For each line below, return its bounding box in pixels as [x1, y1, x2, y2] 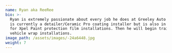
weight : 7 [5, 40, 27, 45]
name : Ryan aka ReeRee [5, 7, 54, 13]
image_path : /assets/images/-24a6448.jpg [5, 36, 95, 41]
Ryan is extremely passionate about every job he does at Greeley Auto [10, 17, 166, 22]
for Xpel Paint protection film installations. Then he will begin [10, 26, 157, 31]
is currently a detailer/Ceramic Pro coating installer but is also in [10, 21, 166, 27]
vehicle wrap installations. [10, 31, 72, 36]
